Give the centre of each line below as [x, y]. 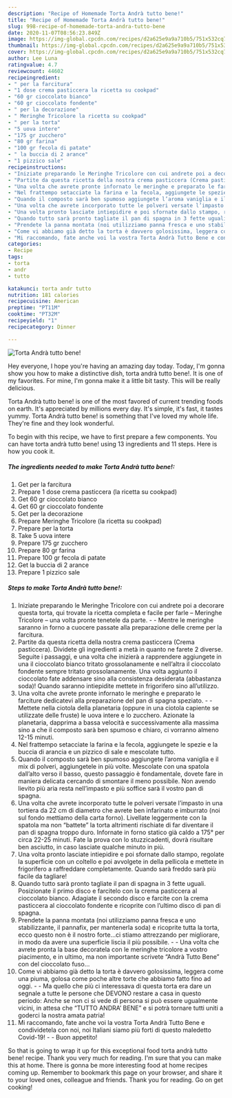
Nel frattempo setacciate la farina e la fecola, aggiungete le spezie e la [118, 744]
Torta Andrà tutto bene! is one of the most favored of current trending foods [115, 401]
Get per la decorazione [50, 513]
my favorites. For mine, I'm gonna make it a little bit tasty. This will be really [114, 380]
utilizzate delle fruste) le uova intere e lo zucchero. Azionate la [106, 715]
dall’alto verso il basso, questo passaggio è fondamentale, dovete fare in [120, 774]
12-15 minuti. [36, 737]
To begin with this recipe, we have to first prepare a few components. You [113, 436]
